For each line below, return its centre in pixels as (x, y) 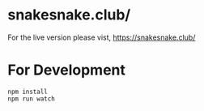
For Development (67, 70)
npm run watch (32, 99)
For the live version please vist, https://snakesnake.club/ (102, 37)
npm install (28, 92)
